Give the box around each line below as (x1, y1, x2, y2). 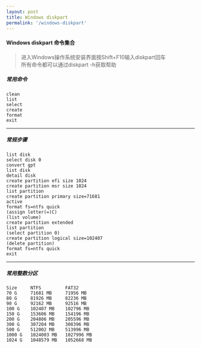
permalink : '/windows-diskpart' (6, 20, 87, 26)
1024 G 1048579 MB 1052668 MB (6, 337, 93, 343)
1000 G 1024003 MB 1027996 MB (6, 332, 93, 338)
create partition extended (6, 219, 74, 226)
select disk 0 (6, 156, 42, 163)
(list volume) (6, 214, 42, 220)
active (6, 198, 23, 205)
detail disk (6, 173, 36, 178)
